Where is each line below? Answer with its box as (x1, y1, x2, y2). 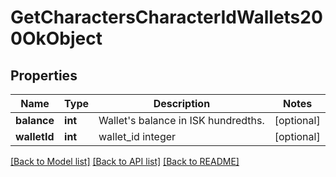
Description (153, 97, 211, 110)
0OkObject (10, 27, 103, 50)
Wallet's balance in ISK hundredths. (98, 114, 265, 127)
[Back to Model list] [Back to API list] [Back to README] (10, 156, 240, 167)
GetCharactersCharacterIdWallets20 (10, 6, 323, 29)
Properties (10, 67, 78, 84)
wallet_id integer (98, 130, 177, 143)
